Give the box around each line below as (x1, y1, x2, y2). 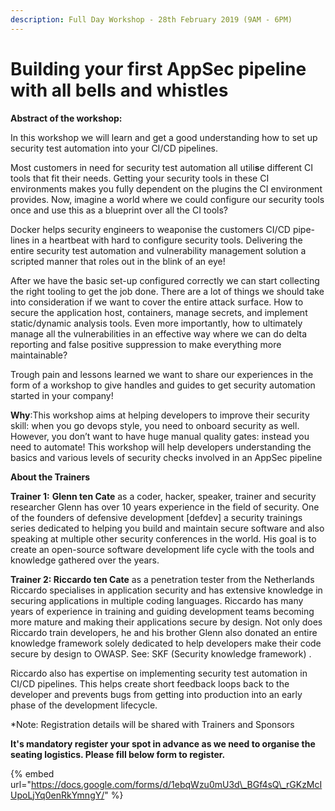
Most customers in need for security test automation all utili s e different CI (10, 161, 314, 173)
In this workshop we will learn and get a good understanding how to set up (10, 131, 318, 143)
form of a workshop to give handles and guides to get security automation (10, 379, 316, 391)
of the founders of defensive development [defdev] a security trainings (10, 511, 303, 523)
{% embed (10, 767, 55, 780)
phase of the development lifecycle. (10, 699, 158, 711)
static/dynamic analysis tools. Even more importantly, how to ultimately (10, 317, 303, 329)
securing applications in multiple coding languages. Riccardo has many (10, 594, 304, 606)
